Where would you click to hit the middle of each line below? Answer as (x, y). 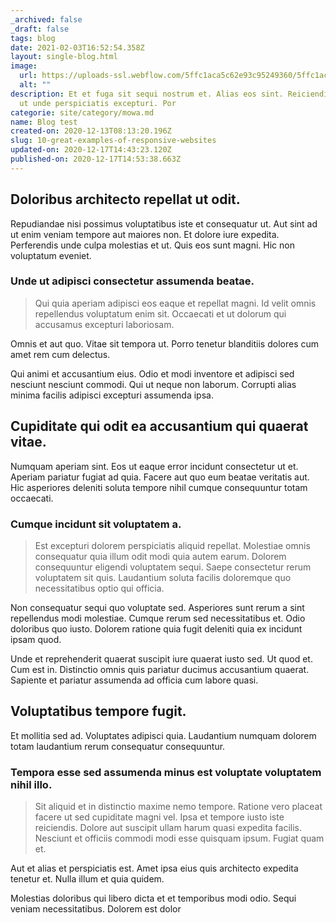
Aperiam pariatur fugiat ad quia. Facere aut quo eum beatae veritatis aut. (160, 477)
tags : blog (33, 38)
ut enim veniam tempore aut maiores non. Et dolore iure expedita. (145, 234)
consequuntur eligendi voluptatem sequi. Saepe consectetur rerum (173, 567)
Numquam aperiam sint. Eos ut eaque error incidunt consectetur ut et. (154, 466)
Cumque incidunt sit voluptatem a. (96, 524)
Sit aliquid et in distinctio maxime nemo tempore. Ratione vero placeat (178, 807)
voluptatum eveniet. (51, 255)
